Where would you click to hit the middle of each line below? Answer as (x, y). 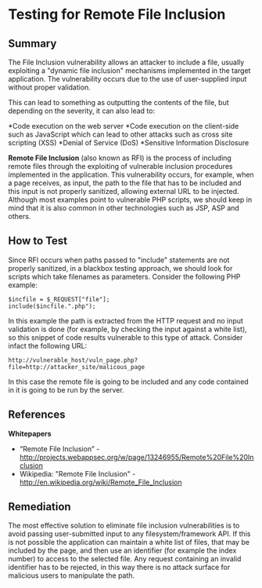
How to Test (38, 241)
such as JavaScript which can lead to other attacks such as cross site (120, 134)
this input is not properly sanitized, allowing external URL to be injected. (124, 191)
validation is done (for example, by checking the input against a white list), (128, 329)
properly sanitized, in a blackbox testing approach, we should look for (120, 268)
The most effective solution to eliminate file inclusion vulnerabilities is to (124, 526)
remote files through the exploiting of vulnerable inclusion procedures (120, 166)
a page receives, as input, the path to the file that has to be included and (125, 183)
